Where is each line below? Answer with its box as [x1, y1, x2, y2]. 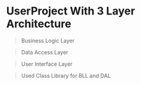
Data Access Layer [21, 48, 68, 55]
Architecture [6, 17, 71, 31]
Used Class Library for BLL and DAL [21, 72, 111, 79]
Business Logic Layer [21, 37, 74, 44]
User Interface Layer [21, 60, 73, 68]
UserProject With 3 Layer [6, 4, 136, 18]
